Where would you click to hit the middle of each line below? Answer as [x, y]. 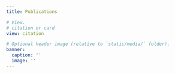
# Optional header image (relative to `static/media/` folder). [88, 44]
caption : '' [27, 55]
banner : [16, 50]
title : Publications [32, 12]
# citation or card [31, 28]
